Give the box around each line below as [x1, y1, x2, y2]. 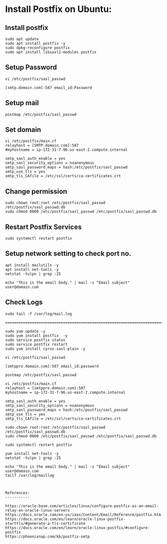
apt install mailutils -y [5, 263, 59, 268]
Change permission [5, 187, 68, 196]
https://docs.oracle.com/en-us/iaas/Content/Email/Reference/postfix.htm [5, 512, 162, 517]
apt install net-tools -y [5, 267, 59, 272]
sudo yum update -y [5, 328, 46, 334]
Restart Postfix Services [5, 223, 82, 231]
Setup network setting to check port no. [5, 250, 132, 258]
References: [5, 490, 30, 495]
